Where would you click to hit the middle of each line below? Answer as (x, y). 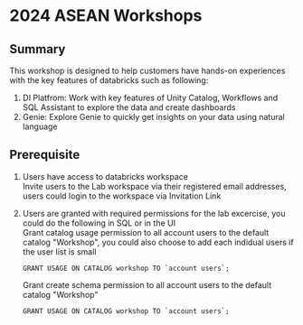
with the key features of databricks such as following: (109, 80)
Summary (38, 49)
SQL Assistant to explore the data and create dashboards (129, 107)
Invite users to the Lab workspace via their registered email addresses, (154, 186)
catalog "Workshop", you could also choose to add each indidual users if (158, 242)
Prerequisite (45, 155)
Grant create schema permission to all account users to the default (147, 284)
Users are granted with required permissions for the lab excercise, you (154, 213)
